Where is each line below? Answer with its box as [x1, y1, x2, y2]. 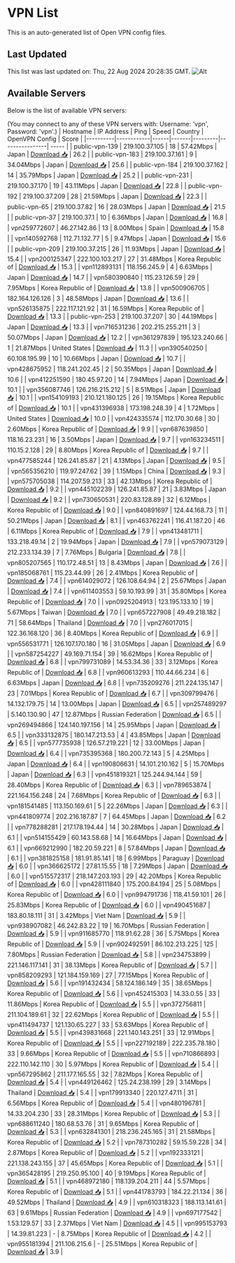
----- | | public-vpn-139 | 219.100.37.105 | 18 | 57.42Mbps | [50, 142, 218, 150]
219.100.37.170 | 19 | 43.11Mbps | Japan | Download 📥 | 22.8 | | [7, 181, 187, 190]
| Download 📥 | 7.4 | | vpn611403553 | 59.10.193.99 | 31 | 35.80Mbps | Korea [7, 587, 227, 595]
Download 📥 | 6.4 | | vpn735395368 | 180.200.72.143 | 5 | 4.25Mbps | [7, 749, 209, 757]
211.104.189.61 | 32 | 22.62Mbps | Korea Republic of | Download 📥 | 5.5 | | [7, 1010, 219, 1018]
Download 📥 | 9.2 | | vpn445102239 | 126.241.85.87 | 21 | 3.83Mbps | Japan [7, 485, 227, 493]
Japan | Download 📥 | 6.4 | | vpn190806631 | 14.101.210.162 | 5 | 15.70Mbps [7, 759, 225, 768]
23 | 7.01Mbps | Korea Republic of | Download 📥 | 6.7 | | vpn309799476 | [7, 689, 218, 697]
